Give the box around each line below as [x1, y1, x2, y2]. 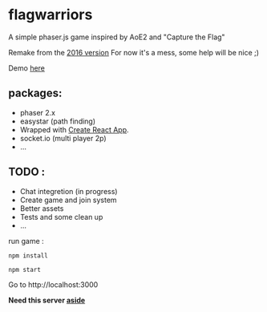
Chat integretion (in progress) [19, 186, 118, 196]
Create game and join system [19, 195, 118, 205]
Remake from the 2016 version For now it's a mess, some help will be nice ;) [8, 47, 259, 57]
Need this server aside [8, 295, 86, 305]
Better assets [19, 203, 64, 213]
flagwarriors [8, 6, 93, 24]
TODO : [8, 165, 46, 179]
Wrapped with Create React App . [19, 124, 130, 134]
